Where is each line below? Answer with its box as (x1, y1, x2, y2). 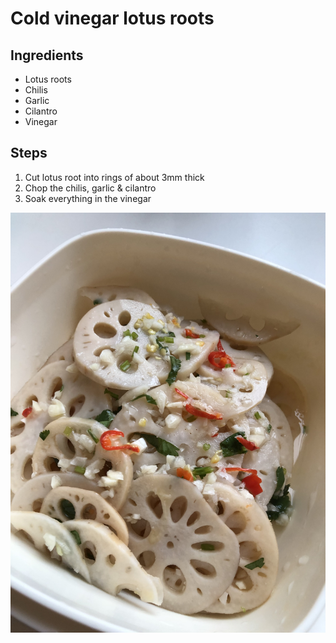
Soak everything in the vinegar (24, 192, 152, 204)
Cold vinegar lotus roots (10, 7, 215, 30)
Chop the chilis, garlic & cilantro (24, 182, 157, 194)
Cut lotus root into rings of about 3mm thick (24, 171, 205, 183)
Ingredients (10, 47, 84, 64)
